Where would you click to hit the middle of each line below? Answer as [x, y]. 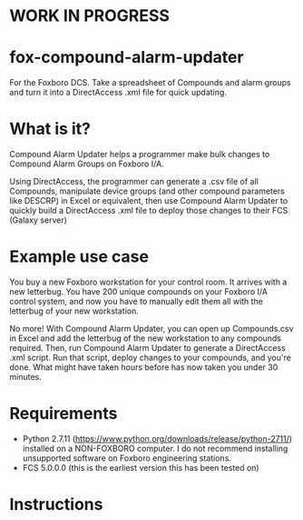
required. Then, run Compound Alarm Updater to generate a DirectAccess [147, 348]
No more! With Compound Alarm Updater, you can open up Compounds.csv [151, 329]
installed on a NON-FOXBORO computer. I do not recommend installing [155, 448]
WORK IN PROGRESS [90, 16]
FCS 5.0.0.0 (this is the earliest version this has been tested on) [141, 467]
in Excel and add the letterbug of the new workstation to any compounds [145, 338]
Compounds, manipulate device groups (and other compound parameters [147, 191]
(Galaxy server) [39, 220]
